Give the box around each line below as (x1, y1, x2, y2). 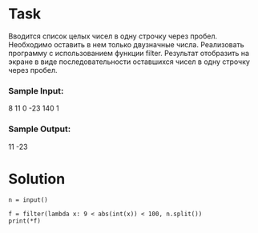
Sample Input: (8, 85, 64, 96)
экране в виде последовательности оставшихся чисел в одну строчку (8, 57, 251, 66)
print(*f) (8, 217, 42, 225)
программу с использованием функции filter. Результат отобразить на (8, 48, 250, 58)
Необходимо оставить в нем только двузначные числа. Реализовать (8, 39, 244, 49)
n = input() (8, 196, 48, 204)
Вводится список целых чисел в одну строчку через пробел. (8, 31, 218, 41)
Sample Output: (8, 123, 71, 135)
